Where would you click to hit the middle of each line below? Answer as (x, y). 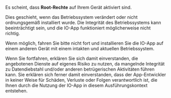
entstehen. (17, 91)
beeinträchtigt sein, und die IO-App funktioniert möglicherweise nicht (78, 28)
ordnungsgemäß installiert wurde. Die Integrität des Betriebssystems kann (83, 23)
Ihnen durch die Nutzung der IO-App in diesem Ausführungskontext (77, 85)
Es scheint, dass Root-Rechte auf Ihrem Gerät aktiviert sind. (68, 7)
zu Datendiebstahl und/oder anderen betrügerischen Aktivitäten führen (80, 69)
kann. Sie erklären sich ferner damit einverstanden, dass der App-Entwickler (86, 75)
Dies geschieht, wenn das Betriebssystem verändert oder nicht (71, 17)
